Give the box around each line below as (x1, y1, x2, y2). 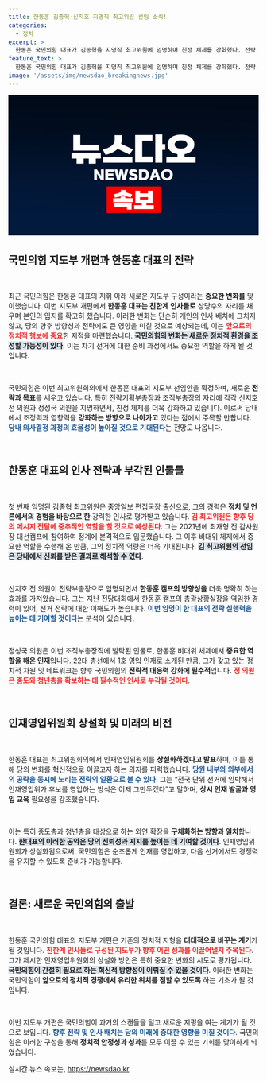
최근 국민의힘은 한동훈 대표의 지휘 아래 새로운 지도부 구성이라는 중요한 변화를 (8, 291, 246, 301)
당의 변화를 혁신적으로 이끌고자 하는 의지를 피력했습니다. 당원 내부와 (16, 764, 226, 774)
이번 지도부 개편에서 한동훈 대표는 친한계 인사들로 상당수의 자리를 (44, 301, 245, 311)
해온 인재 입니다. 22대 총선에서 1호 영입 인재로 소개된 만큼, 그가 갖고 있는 (22, 656, 246, 665)
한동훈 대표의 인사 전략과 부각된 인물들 (8, 463, 184, 477)
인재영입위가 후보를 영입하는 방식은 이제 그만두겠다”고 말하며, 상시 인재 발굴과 (8, 784, 249, 794)
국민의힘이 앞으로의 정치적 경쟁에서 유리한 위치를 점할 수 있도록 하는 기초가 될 (8, 974, 246, 985)
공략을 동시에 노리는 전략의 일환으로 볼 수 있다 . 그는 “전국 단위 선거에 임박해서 (16, 774, 254, 784)
